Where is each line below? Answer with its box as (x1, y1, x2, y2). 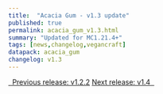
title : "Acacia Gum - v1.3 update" (8, 11, 130, 20)
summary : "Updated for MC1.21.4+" (8, 33, 123, 42)
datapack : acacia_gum (8, 48, 80, 56)
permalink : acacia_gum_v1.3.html (8, 26, 119, 34)
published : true (8, 19, 62, 27)
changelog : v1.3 (8, 56, 62, 64)
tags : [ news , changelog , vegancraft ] (8, 41, 126, 49)
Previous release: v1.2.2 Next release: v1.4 (11, 77, 151, 87)
